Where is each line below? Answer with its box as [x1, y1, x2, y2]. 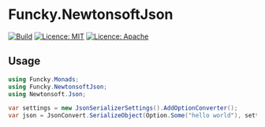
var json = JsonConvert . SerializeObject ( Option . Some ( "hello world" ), [8, 112, 242, 120]
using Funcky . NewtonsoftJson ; [8, 83, 108, 91]
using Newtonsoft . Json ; [8, 90, 87, 98]
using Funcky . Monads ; [8, 75, 80, 84]
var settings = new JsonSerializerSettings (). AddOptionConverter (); [8, 104, 238, 112]
